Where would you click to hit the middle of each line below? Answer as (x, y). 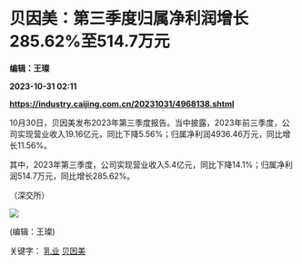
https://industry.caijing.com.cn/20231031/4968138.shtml (122, 103)
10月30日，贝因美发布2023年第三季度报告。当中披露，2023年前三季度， (146, 123)
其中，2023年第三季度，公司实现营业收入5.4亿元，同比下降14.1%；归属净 (147, 164)
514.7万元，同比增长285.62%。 (76, 176)
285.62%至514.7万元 (90, 41)
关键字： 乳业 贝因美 (48, 250)
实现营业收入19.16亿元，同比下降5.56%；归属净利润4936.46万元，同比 (150, 133)
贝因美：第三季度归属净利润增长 (129, 19)
